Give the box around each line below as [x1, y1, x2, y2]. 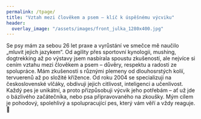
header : [6, 20, 26, 26]
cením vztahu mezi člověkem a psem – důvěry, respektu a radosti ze [6, 61, 177, 69]
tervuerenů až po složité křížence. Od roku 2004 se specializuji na [6, 74, 171, 81]
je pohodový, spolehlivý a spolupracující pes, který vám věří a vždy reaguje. [6, 100, 196, 107]
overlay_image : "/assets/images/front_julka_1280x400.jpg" [12, 25, 164, 32]
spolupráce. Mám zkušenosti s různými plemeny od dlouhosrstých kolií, [6, 67, 185, 75]
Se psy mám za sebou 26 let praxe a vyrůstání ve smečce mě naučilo [6, 42, 179, 49]
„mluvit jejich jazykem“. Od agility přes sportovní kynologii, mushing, [6, 49, 177, 56]
